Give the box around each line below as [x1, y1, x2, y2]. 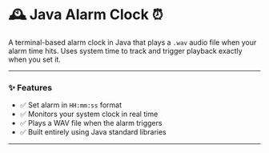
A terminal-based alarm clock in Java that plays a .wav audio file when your [8, 37, 257, 47]
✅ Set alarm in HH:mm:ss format [19, 100, 122, 110]
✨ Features [8, 82, 53, 93]
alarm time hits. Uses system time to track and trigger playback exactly [8, 46, 243, 55]
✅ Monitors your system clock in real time [19, 109, 159, 119]
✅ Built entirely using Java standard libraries [19, 127, 167, 137]
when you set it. [8, 54, 62, 64]
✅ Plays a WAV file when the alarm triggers [19, 119, 163, 128]
